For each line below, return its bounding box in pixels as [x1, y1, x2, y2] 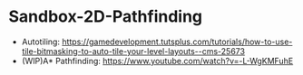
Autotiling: [21, 36, 61, 47]
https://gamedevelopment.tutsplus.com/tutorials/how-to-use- [62, 36, 293, 47]
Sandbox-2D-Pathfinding [8, 6, 203, 27]
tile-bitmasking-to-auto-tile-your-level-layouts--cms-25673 [21, 45, 246, 56]
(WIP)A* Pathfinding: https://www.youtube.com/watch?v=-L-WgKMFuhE [21, 55, 294, 66]
